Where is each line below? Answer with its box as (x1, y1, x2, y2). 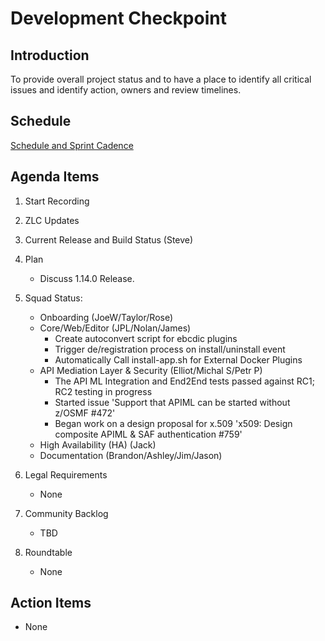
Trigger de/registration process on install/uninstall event (54, 343, 286, 355)
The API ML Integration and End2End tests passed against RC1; (54, 375, 315, 387)
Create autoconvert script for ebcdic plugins (54, 332, 238, 344)
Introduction (10, 47, 90, 64)
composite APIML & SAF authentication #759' (54, 428, 243, 440)
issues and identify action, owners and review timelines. (10, 84, 242, 96)
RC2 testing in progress (54, 385, 153, 397)
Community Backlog (24, 507, 109, 519)
